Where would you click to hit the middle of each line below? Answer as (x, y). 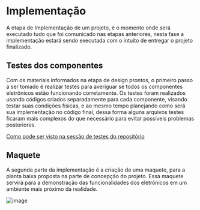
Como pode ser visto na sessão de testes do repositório (76, 136)
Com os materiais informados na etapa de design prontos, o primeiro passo (100, 80)
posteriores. (21, 125)
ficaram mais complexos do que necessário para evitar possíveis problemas (100, 118)
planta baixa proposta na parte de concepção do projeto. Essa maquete (95, 176)
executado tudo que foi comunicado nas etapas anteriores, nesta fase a (95, 34)
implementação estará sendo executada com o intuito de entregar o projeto (100, 40)
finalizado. (19, 47)
